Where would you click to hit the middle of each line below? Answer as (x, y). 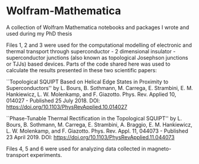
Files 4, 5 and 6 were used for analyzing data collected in (76, 149)
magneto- (159, 149)
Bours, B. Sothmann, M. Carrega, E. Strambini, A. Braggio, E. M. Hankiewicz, (99, 124)
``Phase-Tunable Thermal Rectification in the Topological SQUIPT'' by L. (94, 118)
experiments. (46, 155)
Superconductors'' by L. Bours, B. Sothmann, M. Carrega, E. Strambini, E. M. (99, 88)
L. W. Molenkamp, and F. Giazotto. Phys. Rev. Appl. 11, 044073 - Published (97, 131)
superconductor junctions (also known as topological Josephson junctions (97, 57)
